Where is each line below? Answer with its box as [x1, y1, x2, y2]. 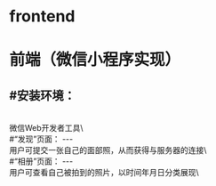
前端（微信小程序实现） [9, 50, 181, 70]
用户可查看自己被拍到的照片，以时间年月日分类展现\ [9, 167, 200, 178]
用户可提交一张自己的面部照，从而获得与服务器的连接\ [9, 145, 207, 156]
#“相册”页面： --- [9, 156, 74, 166]
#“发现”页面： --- [9, 133, 74, 144]
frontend [9, 6, 76, 27]
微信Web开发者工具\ [9, 123, 84, 133]
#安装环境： [9, 87, 76, 103]
